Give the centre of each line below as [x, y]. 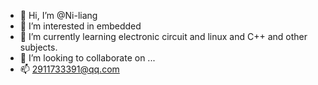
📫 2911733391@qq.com [69, 69]
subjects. [38, 47]
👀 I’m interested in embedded [80, 26]
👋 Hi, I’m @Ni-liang [58, 15]
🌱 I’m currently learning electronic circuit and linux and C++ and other [163, 36]
